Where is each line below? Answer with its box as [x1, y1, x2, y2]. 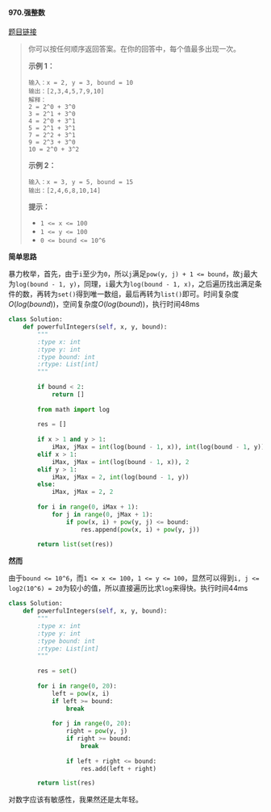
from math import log [37, 405, 110, 413]
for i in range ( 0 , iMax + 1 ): [37, 503, 139, 512]
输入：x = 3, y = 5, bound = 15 [27, 178, 134, 186]
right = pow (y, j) [65, 727, 128, 735]
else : [37, 480, 56, 488]
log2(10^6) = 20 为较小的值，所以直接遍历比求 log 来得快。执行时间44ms [8, 584, 248, 593]
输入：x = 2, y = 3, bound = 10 [27, 79, 134, 87]
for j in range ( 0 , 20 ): [51, 719, 131, 728]
